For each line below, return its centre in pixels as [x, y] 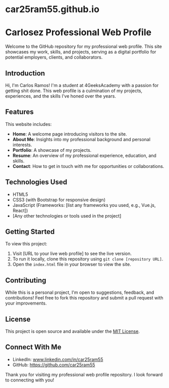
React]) [20, 210]
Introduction [25, 73]
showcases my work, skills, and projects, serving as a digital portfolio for [81, 52]
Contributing [26, 280]
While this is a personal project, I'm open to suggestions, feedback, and [80, 292]
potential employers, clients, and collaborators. [54, 57]
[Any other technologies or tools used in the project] [67, 215]
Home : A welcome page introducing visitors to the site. [70, 134]
